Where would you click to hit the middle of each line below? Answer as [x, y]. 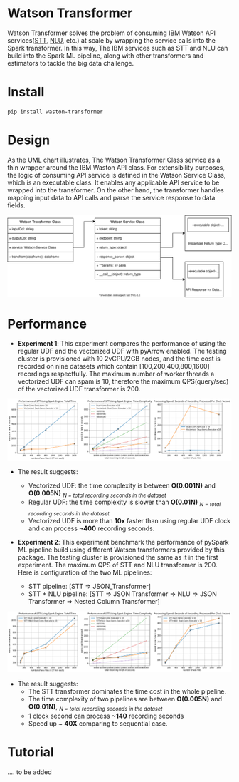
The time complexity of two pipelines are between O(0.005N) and [125, 699]
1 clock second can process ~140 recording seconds [106, 716]
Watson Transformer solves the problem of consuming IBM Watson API [111, 33]
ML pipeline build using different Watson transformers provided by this [121, 550]
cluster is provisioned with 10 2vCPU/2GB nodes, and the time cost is [119, 359]
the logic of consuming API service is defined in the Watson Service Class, [117, 175]
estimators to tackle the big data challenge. [70, 63]
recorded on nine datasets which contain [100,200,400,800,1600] [113, 366]
